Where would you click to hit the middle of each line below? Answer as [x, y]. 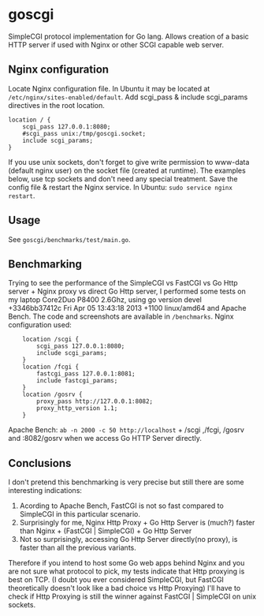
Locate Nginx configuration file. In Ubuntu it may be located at [109, 88]
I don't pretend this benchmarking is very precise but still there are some [126, 482]
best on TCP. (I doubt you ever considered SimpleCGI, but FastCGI [116, 580]
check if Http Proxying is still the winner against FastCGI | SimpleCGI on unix [132, 596]
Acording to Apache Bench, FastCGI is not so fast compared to [122, 506]
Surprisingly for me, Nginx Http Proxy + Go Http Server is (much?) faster [137, 523]
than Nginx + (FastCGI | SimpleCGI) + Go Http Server [106, 531]
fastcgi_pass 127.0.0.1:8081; [86, 374]
